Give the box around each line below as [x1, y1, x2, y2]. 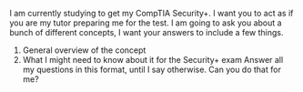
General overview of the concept [22, 45, 146, 56]
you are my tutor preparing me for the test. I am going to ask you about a [9, 17, 282, 28]
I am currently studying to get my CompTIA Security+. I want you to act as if [9, 8, 294, 18]
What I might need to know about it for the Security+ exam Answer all [22, 55, 284, 65]
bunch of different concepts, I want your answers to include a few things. [9, 27, 284, 37]
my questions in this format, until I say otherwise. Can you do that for [22, 64, 282, 75]
